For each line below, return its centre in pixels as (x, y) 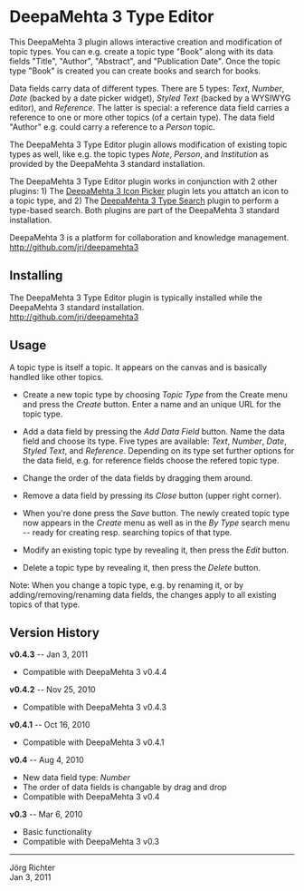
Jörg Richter (33, 867)
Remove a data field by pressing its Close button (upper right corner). (152, 495)
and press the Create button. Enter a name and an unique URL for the (152, 404)
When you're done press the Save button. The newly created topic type (156, 513)
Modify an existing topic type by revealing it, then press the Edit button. (156, 550)
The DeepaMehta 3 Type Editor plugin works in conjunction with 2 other (143, 181)
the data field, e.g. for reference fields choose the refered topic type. (151, 460)
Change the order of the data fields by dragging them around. (138, 477)
